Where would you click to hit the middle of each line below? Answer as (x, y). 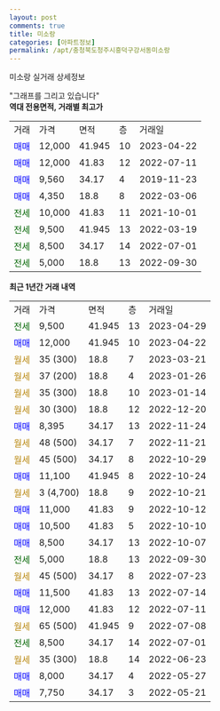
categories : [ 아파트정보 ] (52, 42)
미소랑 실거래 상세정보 (47, 77)
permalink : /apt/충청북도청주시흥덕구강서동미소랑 (90, 51)
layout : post (33, 17)
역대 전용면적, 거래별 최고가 (56, 107)
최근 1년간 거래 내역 (43, 287)
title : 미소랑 (32, 34)
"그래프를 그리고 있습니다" (55, 96)
